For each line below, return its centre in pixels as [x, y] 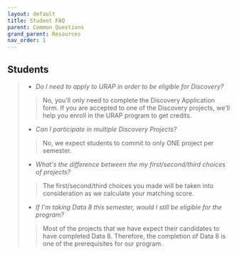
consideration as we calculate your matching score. [118, 193]
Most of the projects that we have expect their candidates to [131, 228]
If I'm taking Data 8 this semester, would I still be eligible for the [128, 207]
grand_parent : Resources [44, 34]
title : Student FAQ [36, 21]
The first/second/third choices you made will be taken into [128, 185]
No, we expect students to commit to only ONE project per [128, 142]
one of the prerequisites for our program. [103, 244]
